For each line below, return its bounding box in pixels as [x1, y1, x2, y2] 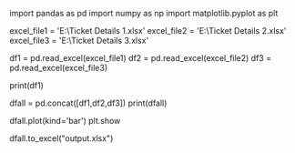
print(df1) [9, 80, 44, 90]
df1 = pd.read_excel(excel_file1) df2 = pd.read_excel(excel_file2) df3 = [9, 53, 271, 63]
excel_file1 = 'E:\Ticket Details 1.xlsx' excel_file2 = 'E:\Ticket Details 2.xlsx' [9, 25, 287, 36]
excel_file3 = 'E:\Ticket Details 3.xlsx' [9, 36, 149, 46]
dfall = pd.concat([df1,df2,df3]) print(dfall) [9, 97, 168, 108]
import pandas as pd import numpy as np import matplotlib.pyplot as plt [9, 8, 279, 18]
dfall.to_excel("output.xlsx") [9, 133, 114, 144]
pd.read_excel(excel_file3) [9, 63, 107, 73]
